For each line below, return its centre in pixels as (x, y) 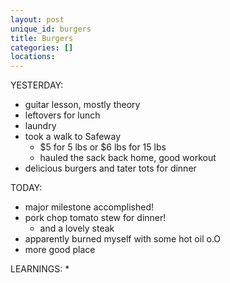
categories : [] (42, 47)
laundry (40, 126)
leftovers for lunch (62, 115)
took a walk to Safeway (73, 137)
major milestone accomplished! (89, 207)
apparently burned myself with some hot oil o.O (123, 239)
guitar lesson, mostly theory (82, 105)
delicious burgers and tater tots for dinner (110, 168)
